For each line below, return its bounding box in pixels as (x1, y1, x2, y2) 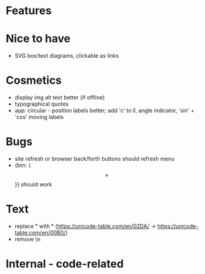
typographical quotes (14, 101, 69, 108)
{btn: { (14, 162, 31, 169)
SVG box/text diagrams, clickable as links (14, 52, 119, 59)
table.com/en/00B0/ (14, 229, 66, 236)
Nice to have (6, 32, 71, 46)
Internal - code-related (6, 257, 124, 271)
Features (6, 4, 52, 18)
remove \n (14, 235, 41, 243)
